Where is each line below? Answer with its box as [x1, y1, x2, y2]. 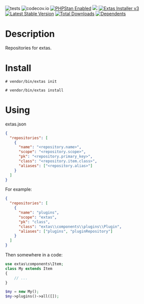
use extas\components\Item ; [5, 261, 64, 267]
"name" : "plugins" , [18, 210, 59, 215]
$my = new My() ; [5, 289, 39, 294]
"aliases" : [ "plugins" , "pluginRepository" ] [18, 229, 113, 234]
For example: [5, 186, 32, 193]
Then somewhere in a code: [5, 252, 63, 258]
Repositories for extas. [5, 45, 51, 51]
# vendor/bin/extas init [5, 79, 57, 84]
